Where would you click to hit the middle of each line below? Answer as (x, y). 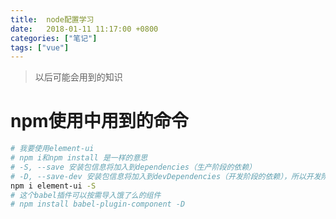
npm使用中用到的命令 (99, 121)
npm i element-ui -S (53, 186)
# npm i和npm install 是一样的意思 (79, 158)
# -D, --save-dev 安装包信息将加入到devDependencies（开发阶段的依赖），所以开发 (166, 176)
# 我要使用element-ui (52, 149)
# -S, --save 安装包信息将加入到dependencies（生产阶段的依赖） (133, 167)
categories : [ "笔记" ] (54, 38)
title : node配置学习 (52, 19)
